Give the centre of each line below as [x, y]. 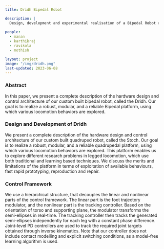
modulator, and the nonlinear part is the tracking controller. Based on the [78, 205]
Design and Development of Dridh [46, 124]
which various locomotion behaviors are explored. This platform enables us [81, 150]
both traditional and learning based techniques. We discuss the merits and [80, 161]
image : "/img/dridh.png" [30, 64]
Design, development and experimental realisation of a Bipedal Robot [83, 23]
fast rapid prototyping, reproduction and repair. [52, 171]
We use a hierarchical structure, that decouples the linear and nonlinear [77, 195]
